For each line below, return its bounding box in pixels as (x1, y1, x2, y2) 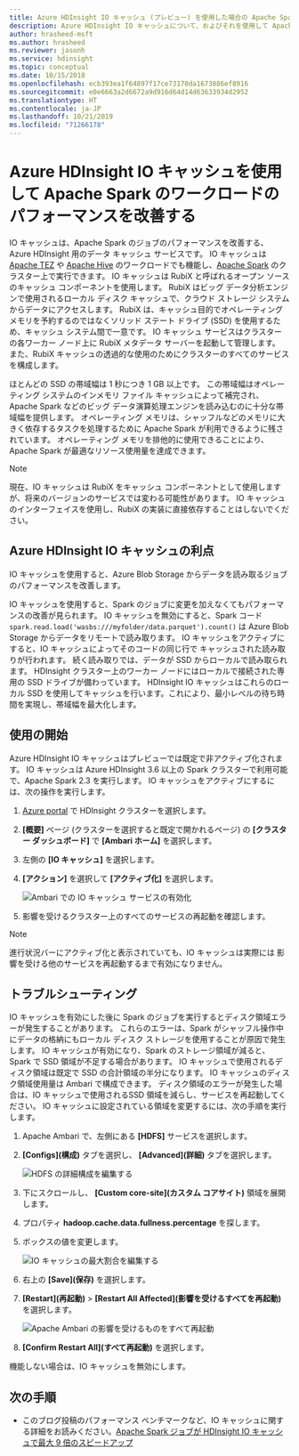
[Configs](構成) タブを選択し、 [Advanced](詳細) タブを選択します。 (21, 1150, 277, 1161)
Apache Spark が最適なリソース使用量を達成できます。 (9, 445, 211, 456)
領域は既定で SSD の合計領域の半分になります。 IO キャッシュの (32, 1067, 267, 1078)
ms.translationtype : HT (9, 95, 98, 105)
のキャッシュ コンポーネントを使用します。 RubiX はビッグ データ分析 (9, 281, 265, 292)
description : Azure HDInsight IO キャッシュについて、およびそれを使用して (9, 21, 269, 30)
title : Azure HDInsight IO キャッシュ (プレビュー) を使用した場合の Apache (9, 12, 276, 22)
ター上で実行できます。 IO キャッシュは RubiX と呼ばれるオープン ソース (24, 271, 290, 281)
